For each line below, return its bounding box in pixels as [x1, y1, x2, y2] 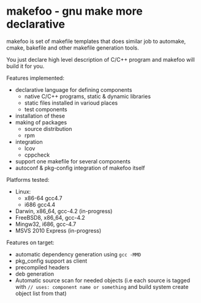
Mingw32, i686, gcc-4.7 [15, 220, 77, 228]
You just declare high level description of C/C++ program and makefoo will [6, 56, 195, 63]
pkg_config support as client [15, 257, 88, 264]
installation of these [15, 112, 66, 119]
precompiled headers [15, 263, 70, 271]
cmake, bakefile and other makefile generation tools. [6, 44, 139, 51]
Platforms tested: [6, 176, 50, 183]
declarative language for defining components [15, 86, 132, 93]
